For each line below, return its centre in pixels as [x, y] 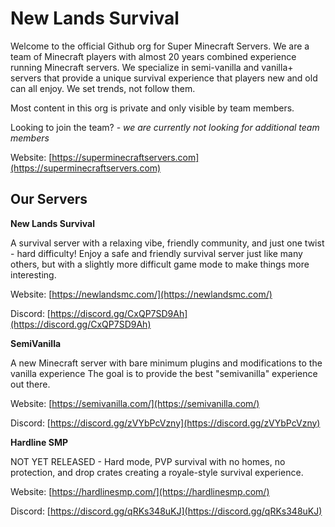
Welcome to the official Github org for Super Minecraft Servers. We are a [160, 46]
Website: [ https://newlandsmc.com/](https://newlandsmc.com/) [141, 294]
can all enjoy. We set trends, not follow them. [103, 88]
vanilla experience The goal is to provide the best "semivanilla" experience [164, 373]
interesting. [33, 274]
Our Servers [49, 199]
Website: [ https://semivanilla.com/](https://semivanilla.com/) [135, 403]
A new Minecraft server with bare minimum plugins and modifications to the [166, 363]
